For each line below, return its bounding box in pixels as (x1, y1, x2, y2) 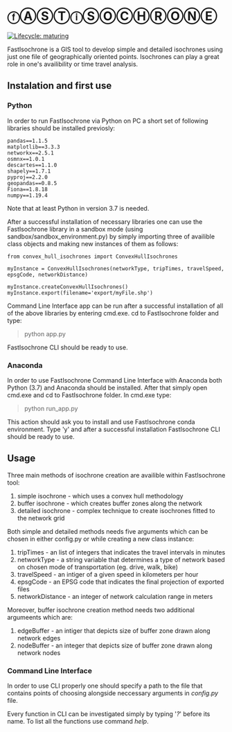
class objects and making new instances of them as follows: (7, 239, 179, 247)
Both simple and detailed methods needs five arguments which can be (7, 527, 208, 535)
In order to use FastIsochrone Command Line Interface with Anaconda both (7, 376, 223, 384)
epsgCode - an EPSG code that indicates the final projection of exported (17, 577, 224, 586)
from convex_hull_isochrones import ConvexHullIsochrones (7, 253, 178, 260)
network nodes (17, 648, 61, 656)
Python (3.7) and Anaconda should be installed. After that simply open (7, 383, 208, 392)
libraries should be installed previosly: (7, 123, 116, 132)
